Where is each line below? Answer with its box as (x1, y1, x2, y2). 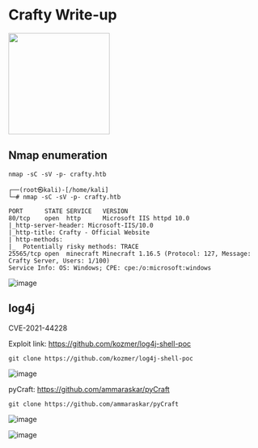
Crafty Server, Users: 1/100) (8, 257, 111, 265)
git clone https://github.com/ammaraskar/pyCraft (8, 399, 180, 408)
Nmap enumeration (8, 148, 108, 163)
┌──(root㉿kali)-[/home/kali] (8, 186, 109, 194)
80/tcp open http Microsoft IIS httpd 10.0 (8, 214, 190, 222)
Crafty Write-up (8, 6, 117, 24)
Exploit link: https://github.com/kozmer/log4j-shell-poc (8, 339, 192, 348)
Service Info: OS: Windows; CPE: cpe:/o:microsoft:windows (8, 263, 212, 272)
